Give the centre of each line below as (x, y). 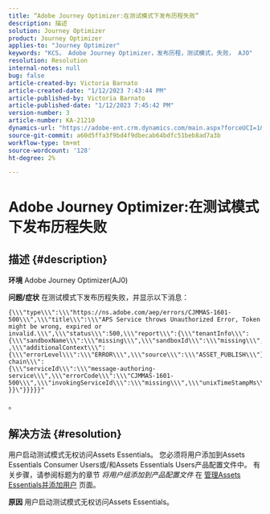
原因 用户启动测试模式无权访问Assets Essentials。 (91, 502)
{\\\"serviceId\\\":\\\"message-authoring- (82, 369)
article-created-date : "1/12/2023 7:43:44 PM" (88, 90)
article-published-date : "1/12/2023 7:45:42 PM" (91, 105)
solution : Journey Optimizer (57, 31)
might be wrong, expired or (55, 327)
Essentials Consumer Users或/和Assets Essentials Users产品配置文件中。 (130, 465)
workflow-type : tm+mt (45, 143)
